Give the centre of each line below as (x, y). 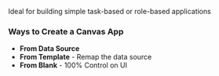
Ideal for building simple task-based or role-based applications (110, 11)
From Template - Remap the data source (86, 57)
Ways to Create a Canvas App (66, 31)
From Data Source (49, 49)
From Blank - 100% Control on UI (73, 65)
